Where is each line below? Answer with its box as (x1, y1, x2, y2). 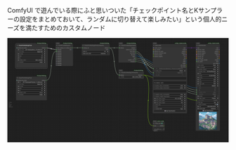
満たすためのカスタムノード (25, 24, 106, 32)
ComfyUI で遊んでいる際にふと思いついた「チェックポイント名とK (7, 6, 199, 14)
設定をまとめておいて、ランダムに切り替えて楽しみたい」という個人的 (19, 15, 222, 23)
